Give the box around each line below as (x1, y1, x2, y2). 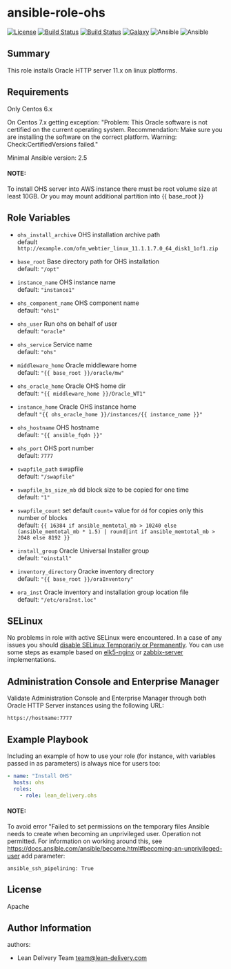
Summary (7, 48, 50, 59)
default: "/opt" (17, 264, 60, 273)
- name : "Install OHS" (7, 773, 72, 779)
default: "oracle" (17, 326, 66, 335)
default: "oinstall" (17, 553, 72, 562)
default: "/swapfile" (17, 472, 75, 480)
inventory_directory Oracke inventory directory (17, 567, 154, 575)
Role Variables (7, 212, 70, 224)
